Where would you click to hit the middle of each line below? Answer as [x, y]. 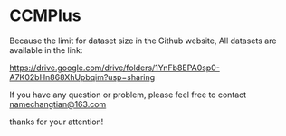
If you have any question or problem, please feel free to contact [128, 95]
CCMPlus [45, 16]
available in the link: [46, 50]
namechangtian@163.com [58, 104]
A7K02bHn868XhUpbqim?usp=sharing [82, 77]
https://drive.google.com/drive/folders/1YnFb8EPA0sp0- [114, 68]
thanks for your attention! [57, 122]
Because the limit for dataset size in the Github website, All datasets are [143, 41]
